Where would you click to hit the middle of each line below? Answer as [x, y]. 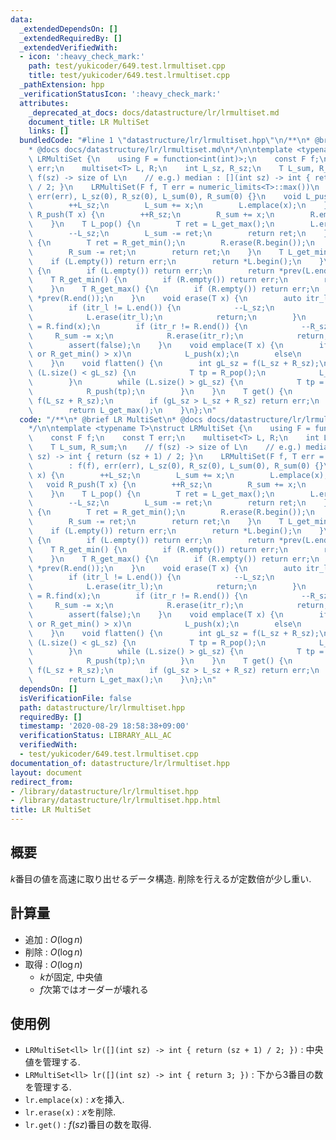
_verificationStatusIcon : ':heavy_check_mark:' [120, 94]
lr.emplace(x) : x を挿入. [74, 1100]
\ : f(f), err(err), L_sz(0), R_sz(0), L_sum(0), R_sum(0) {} [176, 466]
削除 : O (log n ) [53, 952]
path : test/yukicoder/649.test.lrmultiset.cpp [127, 66]
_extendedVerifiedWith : [68, 47]
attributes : [44, 103]
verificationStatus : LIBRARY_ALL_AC [95, 736]
